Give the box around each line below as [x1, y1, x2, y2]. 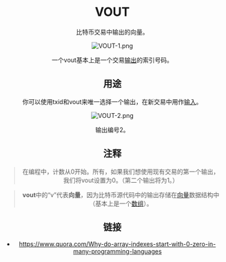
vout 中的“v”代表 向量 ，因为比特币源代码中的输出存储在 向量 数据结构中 [22, 190, 220, 199]
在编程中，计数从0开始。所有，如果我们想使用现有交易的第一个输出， [22, 167, 220, 176]
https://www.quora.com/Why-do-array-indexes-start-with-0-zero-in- [19, 240, 216, 248]
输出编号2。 [95, 125, 130, 134]
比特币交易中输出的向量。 [76, 28, 149, 36]
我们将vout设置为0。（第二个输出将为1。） [63, 176, 179, 184]
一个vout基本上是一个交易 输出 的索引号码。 [51, 56, 174, 64]
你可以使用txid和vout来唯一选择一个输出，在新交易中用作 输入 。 [22, 97, 203, 105]
